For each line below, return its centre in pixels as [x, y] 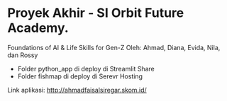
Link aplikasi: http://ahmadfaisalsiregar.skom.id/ [77, 90]
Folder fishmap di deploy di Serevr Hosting [80, 76]
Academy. [38, 28]
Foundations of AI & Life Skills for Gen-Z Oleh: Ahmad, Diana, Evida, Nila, [114, 47]
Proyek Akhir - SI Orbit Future [96, 13]
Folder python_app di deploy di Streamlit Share [86, 69]
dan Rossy [23, 55]
